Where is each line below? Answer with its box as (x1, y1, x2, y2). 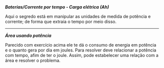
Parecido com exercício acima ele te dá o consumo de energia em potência (5, 42, 157, 48)
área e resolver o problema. (5, 58, 61, 63)
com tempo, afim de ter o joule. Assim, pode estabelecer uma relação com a (5, 52, 159, 58)
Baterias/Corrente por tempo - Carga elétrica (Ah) (5, 4, 109, 10)
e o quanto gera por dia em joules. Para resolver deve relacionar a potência (5, 47, 157, 53)
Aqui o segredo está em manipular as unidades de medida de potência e (5, 14, 151, 19)
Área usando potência (5, 33, 52, 38)
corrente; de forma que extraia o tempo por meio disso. (5, 19, 117, 24)
